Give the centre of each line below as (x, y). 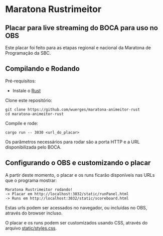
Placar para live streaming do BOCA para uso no (81, 28)
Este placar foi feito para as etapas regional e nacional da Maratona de (78, 48)
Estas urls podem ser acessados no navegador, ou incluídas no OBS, (76, 207)
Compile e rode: (22, 123)
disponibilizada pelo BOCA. (33, 147)
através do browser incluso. (34, 213)
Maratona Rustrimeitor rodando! (39, 189)
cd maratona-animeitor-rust (35, 114)
